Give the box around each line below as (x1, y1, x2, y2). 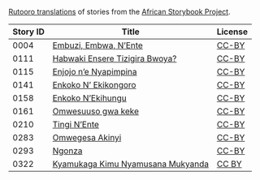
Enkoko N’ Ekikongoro (52, 79, 136, 90)
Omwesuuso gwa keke (52, 105, 140, 117)
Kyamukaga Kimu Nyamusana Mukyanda (52, 158, 210, 169)
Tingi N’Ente (52, 119, 100, 130)
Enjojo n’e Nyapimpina (52, 66, 137, 77)
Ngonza (52, 145, 83, 156)
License (216, 26, 249, 37)
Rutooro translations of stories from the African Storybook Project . (8, 7, 231, 16)
